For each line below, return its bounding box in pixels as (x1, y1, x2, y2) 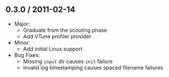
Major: (14, 20, 30, 27)
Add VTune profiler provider (23, 32, 91, 40)
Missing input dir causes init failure (23, 58, 113, 65)
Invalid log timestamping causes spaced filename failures (23, 64, 164, 71)
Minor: (14, 39, 30, 46)
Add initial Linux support (23, 45, 83, 52)
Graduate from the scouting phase (23, 26, 107, 34)
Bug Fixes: (14, 51, 40, 58)
